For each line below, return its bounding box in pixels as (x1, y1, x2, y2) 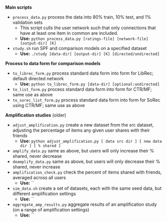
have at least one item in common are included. (20, 30, 118, 36)
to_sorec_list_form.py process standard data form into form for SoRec (12, 97, 160, 103)
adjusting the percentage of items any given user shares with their (12, 127, 150, 133)
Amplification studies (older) (5, 112, 66, 118)
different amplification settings (12, 191, 76, 196)
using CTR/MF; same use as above (12, 102, 85, 108)
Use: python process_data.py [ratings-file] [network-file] (20, 35, 148, 41)
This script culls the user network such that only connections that (20, 25, 156, 31)
